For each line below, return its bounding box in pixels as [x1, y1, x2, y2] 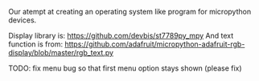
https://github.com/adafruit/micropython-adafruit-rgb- [64, 39, 245, 49]
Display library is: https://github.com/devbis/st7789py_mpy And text [8, 31, 234, 40]
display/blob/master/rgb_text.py [8, 48, 114, 57]
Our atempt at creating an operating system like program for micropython [8, 7, 252, 16]
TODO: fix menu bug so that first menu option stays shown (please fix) [8, 63, 243, 73]
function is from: [8, 39, 63, 49]
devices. [8, 15, 37, 25]
